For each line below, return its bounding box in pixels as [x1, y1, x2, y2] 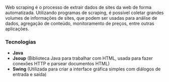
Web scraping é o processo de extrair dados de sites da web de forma [5, 5, 152, 10]
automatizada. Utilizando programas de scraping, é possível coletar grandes [5, 10, 164, 16]
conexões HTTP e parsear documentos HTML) [12, 61, 110, 67]
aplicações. [5, 26, 29, 32]
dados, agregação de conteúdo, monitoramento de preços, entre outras [5, 20, 155, 26]
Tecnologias [5, 38, 36, 45]
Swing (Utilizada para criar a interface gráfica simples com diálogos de [12, 66, 161, 72]
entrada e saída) [12, 71, 47, 77]
